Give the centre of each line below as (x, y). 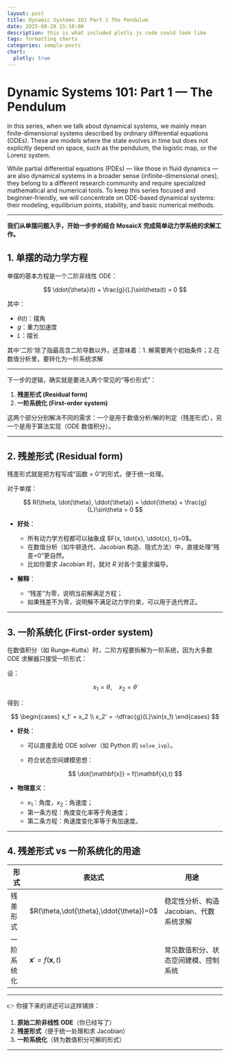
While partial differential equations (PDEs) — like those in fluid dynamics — (113, 168)
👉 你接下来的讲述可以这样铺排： (54, 1005)
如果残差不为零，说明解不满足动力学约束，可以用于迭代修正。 (114, 602)
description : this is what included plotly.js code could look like (107, 33)
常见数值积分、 (188, 950)
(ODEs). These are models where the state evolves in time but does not (107, 140)
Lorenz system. (29, 155)
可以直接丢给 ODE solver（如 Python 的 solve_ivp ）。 (102, 745)
